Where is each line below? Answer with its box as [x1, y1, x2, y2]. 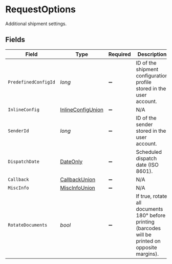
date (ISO [136, 161, 159, 168]
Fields [5, 35, 26, 44]
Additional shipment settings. [5, 21, 67, 27]
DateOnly [60, 158, 83, 165]
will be [136, 231, 152, 238]
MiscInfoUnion [60, 184, 96, 191]
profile [136, 78, 152, 86]
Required [108, 50, 132, 57]
